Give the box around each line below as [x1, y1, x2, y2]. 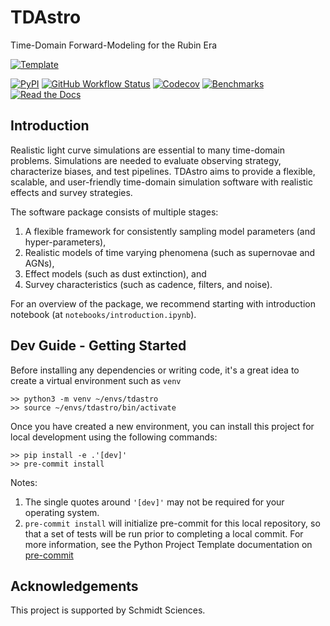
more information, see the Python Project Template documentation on [24, 538, 313, 550]
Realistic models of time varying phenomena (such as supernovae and [24, 246, 316, 258]
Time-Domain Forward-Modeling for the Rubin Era [10, 39, 218, 51]
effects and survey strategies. [10, 186, 133, 198]
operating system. [24, 506, 100, 518]
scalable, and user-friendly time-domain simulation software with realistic [10, 176, 313, 188]
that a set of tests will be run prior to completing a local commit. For [24, 527, 304, 540]
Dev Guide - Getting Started [10, 337, 187, 355]
